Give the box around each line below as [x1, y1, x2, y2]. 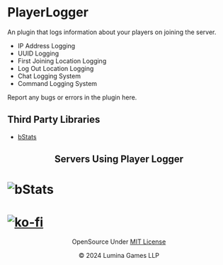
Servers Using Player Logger [54, 153, 184, 166]
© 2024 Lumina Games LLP [78, 252, 160, 260]
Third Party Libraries [7, 114, 101, 126]
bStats [17, 132, 37, 141]
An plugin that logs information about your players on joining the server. [7, 28, 217, 36]
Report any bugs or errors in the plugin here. [7, 93, 137, 102]
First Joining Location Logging [17, 56, 107, 65]
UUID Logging [17, 49, 59, 58]
